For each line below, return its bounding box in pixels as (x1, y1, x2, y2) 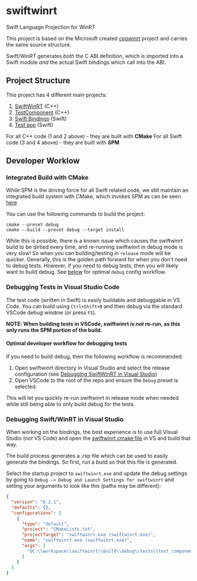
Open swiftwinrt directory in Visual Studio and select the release (14, 364, 170, 371)
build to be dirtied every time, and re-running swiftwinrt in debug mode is (6, 243, 184, 250)
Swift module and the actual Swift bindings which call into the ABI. (6, 59, 166, 66)
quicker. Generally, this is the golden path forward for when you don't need (6, 256, 188, 263)
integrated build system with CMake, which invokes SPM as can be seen (6, 193, 181, 200)
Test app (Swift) (14, 121, 54, 128)
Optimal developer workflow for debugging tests (6, 340, 127, 347)
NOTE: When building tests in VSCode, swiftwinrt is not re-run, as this (6, 320, 181, 327)
